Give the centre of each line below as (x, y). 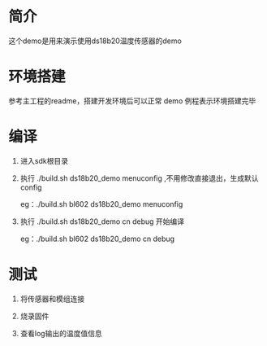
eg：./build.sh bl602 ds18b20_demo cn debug (97, 239)
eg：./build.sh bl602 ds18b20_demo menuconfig (101, 204)
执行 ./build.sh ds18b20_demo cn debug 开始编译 (102, 221)
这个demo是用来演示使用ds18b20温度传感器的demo (95, 41)
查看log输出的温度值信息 (61, 333)
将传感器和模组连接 (52, 299)
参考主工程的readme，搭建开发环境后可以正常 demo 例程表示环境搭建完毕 (132, 101)
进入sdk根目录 (44, 160)
